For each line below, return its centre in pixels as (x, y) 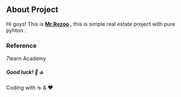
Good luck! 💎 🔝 (25, 72)
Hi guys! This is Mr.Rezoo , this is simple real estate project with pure (91, 24)
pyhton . (16, 30)
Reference (21, 46)
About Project (32, 10)
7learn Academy (26, 59)
